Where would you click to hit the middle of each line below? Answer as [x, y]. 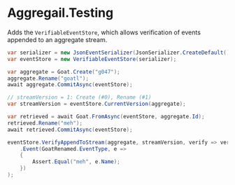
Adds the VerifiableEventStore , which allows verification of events [104, 32]
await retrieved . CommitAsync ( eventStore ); [70, 130]
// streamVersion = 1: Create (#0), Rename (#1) [79, 97]
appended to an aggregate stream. [57, 39]
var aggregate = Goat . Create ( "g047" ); [64, 71]
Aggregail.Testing [60, 13]
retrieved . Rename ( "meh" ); [45, 123]
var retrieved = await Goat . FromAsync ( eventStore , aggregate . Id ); [106, 117]
